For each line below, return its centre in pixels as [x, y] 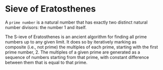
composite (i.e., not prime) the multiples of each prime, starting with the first [81, 47]
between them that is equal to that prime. [46, 62]
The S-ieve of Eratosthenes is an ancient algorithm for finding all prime [76, 37]
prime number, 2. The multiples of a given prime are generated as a [72, 52]
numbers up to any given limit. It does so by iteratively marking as [71, 42]
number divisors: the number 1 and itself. [46, 27]
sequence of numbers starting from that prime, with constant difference [77, 57]
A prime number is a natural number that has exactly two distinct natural [76, 22]
